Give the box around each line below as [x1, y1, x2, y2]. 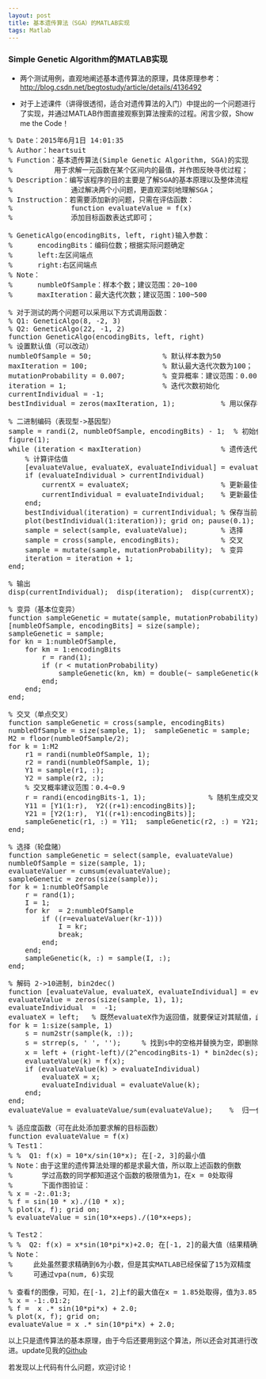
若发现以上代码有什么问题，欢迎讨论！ [8, 1362, 133, 1372]
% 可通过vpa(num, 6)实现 [8, 1270, 115, 1278]
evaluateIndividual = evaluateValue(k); [41, 1080, 200, 1089]
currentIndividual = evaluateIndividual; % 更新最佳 [41, 490, 257, 499]
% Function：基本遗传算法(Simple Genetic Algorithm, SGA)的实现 [8, 155, 249, 165]
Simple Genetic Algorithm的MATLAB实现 [8, 54, 168, 65]
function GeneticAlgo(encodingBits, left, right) [8, 332, 205, 341]
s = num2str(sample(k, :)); [25, 1028, 134, 1038]
